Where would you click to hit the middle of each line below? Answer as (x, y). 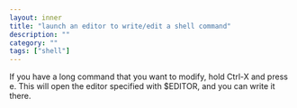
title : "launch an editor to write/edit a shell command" (120, 26)
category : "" (34, 43)
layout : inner (36, 18)
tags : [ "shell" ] (40, 51)
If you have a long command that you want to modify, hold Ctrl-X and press (148, 76)
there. (20, 96)
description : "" (40, 34)
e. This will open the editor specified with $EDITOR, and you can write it (142, 86)
